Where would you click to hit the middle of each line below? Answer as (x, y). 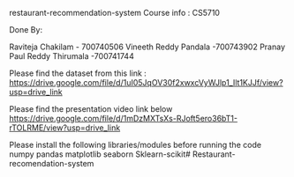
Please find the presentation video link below (91, 109)
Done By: (26, 29)
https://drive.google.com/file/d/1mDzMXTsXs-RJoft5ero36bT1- (124, 118)
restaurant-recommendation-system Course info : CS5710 (115, 13)
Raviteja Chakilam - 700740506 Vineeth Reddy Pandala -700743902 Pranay (147, 47)
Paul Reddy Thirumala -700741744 (72, 56)
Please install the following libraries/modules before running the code (136, 145)
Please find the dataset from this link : (78, 73)
